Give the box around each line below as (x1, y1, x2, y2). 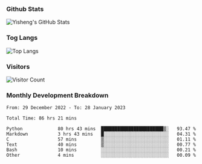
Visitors (6, 62, 30, 71)
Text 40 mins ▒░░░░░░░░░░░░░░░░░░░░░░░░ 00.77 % (6, 142, 197, 148)
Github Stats (6, 5, 44, 13)
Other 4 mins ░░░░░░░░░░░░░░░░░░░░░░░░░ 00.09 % (6, 153, 197, 159)
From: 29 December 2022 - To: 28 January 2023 (6, 105, 126, 111)
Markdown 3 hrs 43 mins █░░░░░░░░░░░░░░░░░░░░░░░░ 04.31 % (6, 131, 197, 137)
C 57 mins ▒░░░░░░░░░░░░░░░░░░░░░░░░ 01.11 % (6, 136, 197, 143)
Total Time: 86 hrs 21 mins (6, 115, 77, 122)
